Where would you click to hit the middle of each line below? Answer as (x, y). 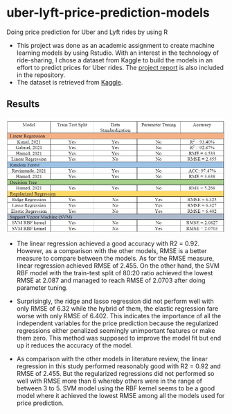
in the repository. (41, 75)
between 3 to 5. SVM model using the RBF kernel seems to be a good (116, 388)
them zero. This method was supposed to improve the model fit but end (119, 338)
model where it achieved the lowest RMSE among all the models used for (121, 395)
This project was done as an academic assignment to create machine (116, 45)
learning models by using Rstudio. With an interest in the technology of (118, 53)
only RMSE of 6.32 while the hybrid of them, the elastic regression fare (117, 308)
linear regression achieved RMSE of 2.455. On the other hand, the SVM (118, 266)
